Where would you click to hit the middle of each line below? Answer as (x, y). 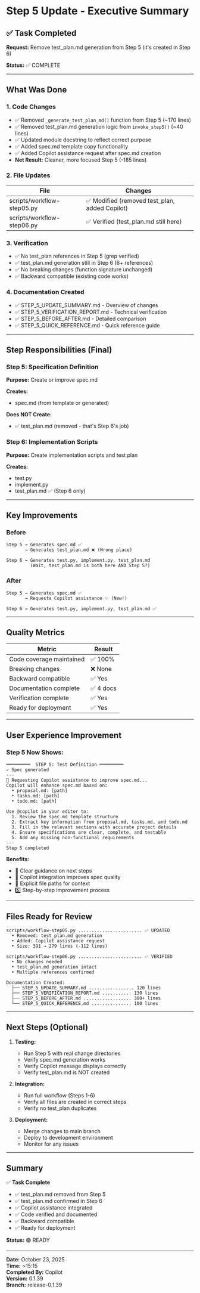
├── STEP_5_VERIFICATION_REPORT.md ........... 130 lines (85, 993)
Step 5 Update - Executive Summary (98, 11)
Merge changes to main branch (62, 1131)
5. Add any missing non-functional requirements (73, 838)
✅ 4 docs (104, 688)
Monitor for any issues (51, 1144)
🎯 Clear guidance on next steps (53, 871)
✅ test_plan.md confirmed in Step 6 (58, 1201)
